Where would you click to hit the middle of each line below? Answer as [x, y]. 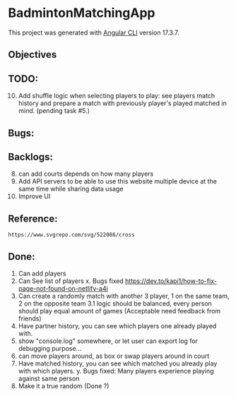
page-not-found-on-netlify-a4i [63, 288]
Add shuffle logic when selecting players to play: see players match [117, 96]
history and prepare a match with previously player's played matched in [122, 103]
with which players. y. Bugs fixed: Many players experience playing [116, 371]
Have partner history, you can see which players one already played [117, 325]
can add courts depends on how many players [86, 174]
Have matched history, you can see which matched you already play [118, 363]
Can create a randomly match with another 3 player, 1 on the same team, [124, 296]
